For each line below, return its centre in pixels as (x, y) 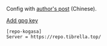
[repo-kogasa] (24, 31)
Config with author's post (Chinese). (51, 9)
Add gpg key (22, 20)
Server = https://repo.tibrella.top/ (54, 37)
